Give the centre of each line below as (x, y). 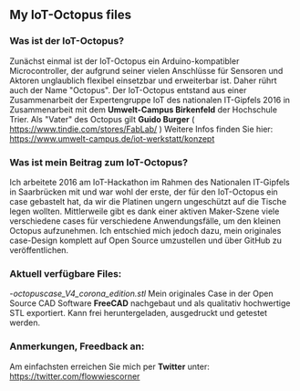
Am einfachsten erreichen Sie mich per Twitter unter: (109, 366)
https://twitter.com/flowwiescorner (75, 376)
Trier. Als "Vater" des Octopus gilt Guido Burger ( (102, 119)
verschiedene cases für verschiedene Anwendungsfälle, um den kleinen (145, 221)
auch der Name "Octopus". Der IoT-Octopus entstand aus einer (128, 90)
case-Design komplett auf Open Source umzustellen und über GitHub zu (146, 240)
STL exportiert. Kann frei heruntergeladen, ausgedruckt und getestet (138, 313)
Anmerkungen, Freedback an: (77, 346)
